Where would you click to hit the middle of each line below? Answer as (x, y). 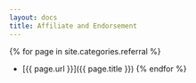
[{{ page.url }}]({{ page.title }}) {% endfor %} (104, 69)
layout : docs (33, 17)
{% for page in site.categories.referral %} (86, 51)
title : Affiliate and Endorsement (73, 26)
